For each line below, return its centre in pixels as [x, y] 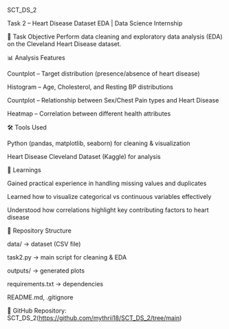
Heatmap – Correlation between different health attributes [89, 114]
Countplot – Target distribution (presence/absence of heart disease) [104, 74]
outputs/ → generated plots [46, 270]
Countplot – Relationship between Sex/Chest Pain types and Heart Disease [113, 100]
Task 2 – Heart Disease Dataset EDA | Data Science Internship [95, 23]
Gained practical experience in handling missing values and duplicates [107, 183]
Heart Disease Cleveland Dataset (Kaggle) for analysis [84, 157]
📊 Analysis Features [36, 57]
